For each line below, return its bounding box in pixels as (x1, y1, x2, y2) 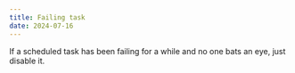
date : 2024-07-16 (9, 21, 74, 30)
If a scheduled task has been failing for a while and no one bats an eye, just (9, 45, 286, 56)
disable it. (9, 55, 45, 66)
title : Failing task (9, 12, 86, 22)
